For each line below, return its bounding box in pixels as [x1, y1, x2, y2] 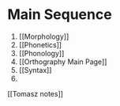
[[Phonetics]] [18, 40, 62, 49]
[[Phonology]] [18, 48, 65, 58]
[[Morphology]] [18, 32, 69, 41]
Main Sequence [7, 6, 112, 24]
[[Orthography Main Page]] [18, 57, 107, 66]
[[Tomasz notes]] [7, 89, 64, 98]
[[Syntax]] [18, 65, 52, 74]
